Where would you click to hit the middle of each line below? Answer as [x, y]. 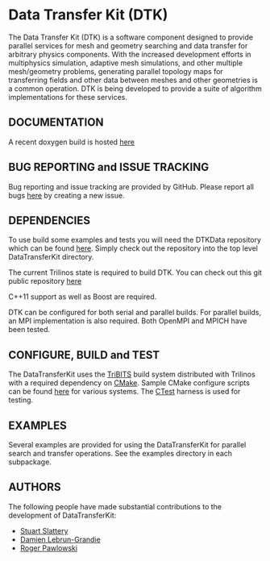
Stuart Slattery [44, 530]
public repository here [45, 281]
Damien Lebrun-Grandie [60, 539]
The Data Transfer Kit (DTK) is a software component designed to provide [131, 37]
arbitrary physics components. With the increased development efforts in [130, 54]
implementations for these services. [68, 97]
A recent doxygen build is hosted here [72, 142]
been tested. [29, 330]
